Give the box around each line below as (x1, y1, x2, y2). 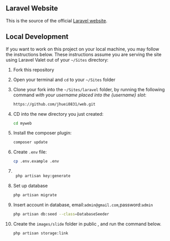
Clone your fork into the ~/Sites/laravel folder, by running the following (13, 86, 165, 92)
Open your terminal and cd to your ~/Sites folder (13, 76, 116, 83)
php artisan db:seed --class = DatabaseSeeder (13, 211, 109, 217)
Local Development (6, 33, 69, 41)
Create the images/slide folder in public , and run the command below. (13, 221, 162, 227)
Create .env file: (13, 149, 47, 155)
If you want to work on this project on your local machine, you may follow (6, 46, 159, 52)
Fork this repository (13, 66, 54, 73)
